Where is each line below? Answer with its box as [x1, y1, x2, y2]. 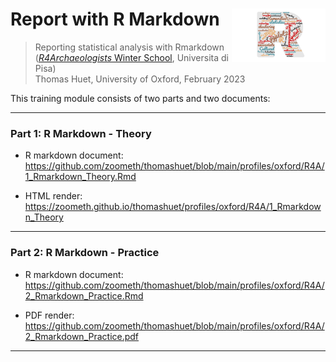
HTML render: [24, 190, 83, 202]
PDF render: [24, 309, 75, 321]
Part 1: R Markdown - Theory [10, 126, 152, 140]
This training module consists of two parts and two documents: [10, 92, 271, 104]
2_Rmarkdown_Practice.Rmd [24, 289, 144, 302]
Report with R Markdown [10, 8, 220, 31]
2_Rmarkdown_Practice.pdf [24, 330, 140, 342]
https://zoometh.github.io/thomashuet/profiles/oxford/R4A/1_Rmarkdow [24, 201, 322, 213]
